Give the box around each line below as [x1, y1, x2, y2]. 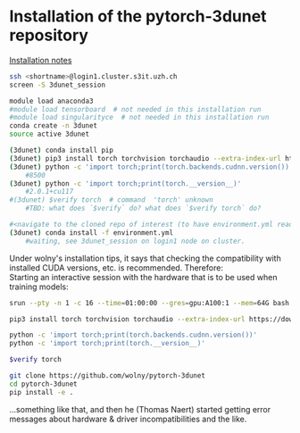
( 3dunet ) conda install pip [9, 146, 114, 155]
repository [9, 25, 89, 46]
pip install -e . [9, 387, 74, 396]
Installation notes [9, 54, 72, 65]
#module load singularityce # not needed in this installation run [9, 113, 270, 122]
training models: [9, 281, 69, 292]
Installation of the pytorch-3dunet [9, 6, 267, 27]
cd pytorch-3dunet [9, 379, 78, 388]
